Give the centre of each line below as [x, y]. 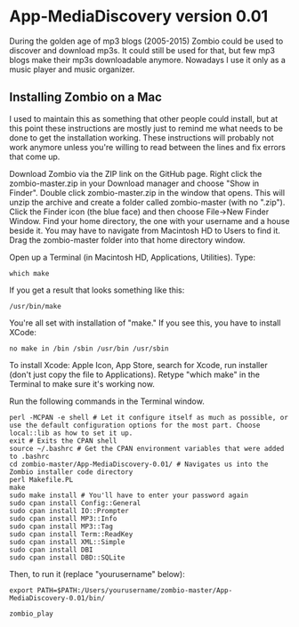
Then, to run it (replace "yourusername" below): [97, 574]
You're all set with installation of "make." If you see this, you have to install [145, 323]
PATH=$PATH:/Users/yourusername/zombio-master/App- [135, 590]
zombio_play [31, 614]
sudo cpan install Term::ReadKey [71, 534]
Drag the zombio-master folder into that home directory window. [127, 240]
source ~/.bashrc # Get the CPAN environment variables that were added [147, 448]
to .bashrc [29, 456]
